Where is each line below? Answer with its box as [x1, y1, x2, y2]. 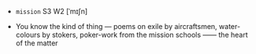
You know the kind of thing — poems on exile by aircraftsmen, [15, 22, 218, 31]
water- [219, 22, 241, 31]
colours [15, 31, 41, 39]
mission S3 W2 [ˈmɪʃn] [15, 7, 88, 16]
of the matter [15, 38, 58, 48]
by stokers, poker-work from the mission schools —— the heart [42, 31, 248, 39]
